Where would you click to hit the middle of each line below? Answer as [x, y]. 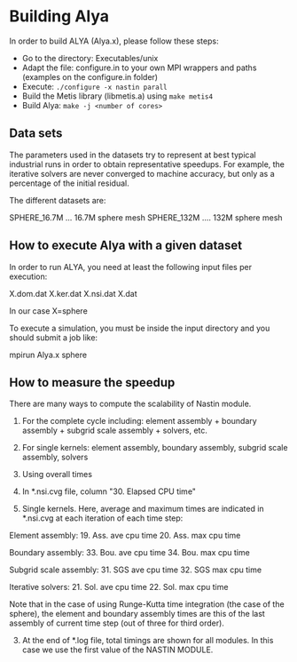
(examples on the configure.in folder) [90, 76]
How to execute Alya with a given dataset [125, 246]
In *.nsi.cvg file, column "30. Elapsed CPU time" [109, 491]
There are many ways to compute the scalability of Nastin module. [130, 404]
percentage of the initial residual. [70, 183]
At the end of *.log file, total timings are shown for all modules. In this [148, 641]
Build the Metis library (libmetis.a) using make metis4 [117, 96]
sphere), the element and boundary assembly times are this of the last [137, 614]
